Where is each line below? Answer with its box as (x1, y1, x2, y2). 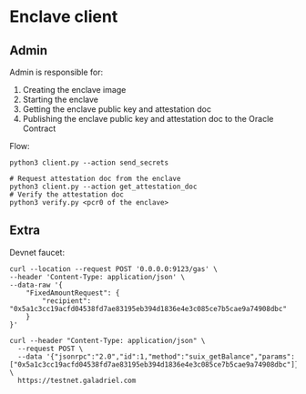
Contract (22, 123, 56, 134)
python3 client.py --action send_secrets (9, 158, 169, 167)
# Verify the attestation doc (9, 190, 125, 199)
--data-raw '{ (9, 280, 64, 289)
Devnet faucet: (9, 247, 66, 258)
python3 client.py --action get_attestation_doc (9, 182, 198, 191)
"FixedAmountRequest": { (25, 288, 120, 298)
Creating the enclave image (22, 85, 127, 95)
